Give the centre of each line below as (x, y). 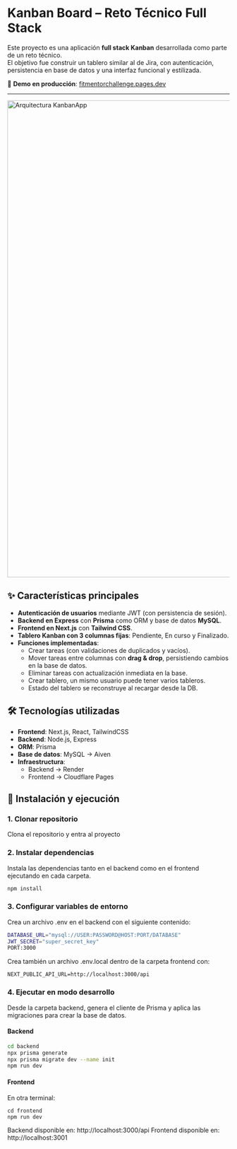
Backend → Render (56, 769)
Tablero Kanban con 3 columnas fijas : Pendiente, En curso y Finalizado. (123, 635)
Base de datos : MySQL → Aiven (64, 754)
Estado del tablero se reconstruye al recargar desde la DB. (113, 688)
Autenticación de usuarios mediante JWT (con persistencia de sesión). (122, 613)
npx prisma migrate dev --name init (61, 1059)
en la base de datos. (57, 665)
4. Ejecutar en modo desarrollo (61, 992)
